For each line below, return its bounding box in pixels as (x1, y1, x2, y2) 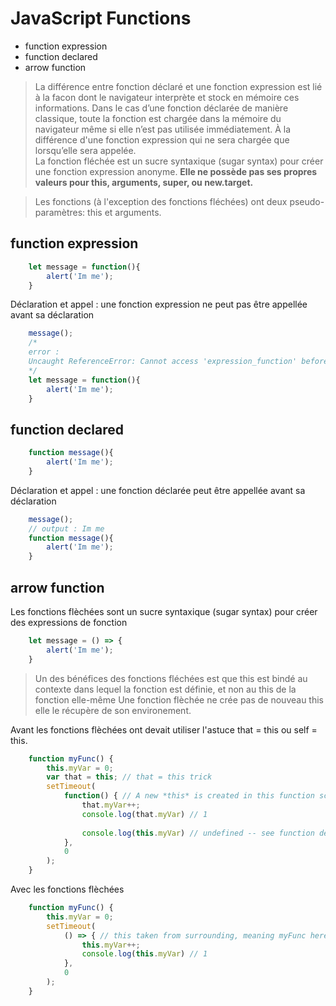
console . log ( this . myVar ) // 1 (81, 949, 208, 959)
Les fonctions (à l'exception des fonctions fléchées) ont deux (34, 195, 288, 207)
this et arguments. (87, 206, 162, 218)
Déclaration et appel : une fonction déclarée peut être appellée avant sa (10, 484, 306, 496)
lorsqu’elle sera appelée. (34, 144, 137, 156)
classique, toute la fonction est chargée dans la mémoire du (34, 112, 282, 124)
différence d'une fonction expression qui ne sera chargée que (34, 133, 290, 146)
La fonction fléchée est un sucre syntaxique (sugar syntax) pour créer (34, 155, 324, 167)
